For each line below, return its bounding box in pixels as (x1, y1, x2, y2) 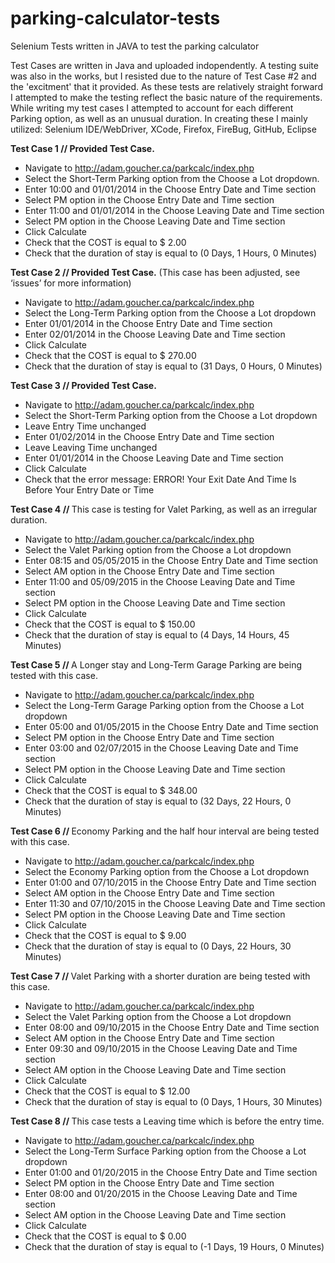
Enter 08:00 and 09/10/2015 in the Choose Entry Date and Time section (24, 1021, 320, 1033)
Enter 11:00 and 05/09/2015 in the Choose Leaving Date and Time (24, 575, 296, 587)
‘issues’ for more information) (10, 277, 132, 289)
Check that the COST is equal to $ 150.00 (24, 618, 196, 630)
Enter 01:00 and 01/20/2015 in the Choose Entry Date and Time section (24, 1166, 318, 1178)
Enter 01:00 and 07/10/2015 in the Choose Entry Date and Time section (24, 876, 317, 888)
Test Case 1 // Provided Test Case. (10, 142, 155, 154)
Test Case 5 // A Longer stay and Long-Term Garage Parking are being (10, 658, 302, 671)
